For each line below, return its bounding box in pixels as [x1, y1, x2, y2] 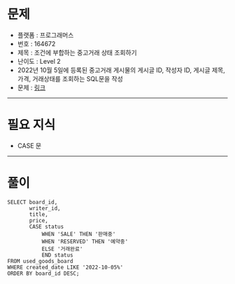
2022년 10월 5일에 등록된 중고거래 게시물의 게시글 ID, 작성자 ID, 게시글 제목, [17, 66, 225, 74]
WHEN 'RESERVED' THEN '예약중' [41, 238, 129, 245]
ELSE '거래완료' [41, 246, 83, 253]
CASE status [29, 223, 64, 230]
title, [29, 211, 49, 218]
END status [41, 251, 73, 259]
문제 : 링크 [17, 83, 46, 92]
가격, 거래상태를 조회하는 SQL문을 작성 [17, 74, 124, 83]
